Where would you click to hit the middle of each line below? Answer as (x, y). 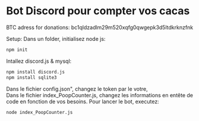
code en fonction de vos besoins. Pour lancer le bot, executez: (83, 101)
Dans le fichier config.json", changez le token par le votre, (77, 89)
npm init (17, 50)
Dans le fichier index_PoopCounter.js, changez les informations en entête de (100, 95)
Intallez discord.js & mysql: (39, 61)
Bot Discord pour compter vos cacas (98, 11)
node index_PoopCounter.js (40, 112)
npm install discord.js (36, 72)
